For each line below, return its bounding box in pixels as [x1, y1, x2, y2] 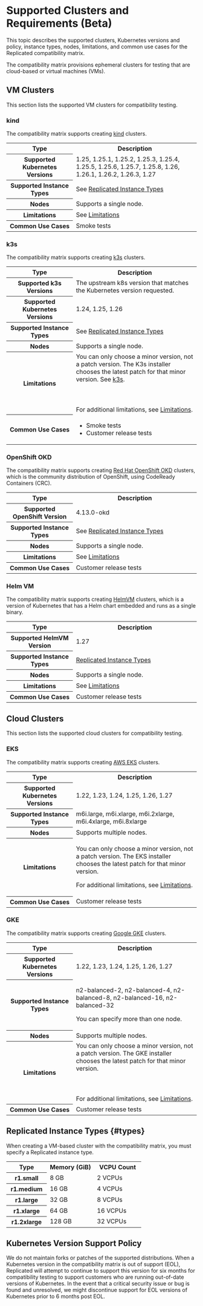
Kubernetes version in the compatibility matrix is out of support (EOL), [6, 1261, 181, 1268]
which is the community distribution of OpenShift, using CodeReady [6, 473, 175, 481]
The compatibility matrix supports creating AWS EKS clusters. [6, 758, 160, 766]
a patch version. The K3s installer [76, 359, 171, 368]
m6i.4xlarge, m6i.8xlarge [76, 817, 147, 825]
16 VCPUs [97, 1206, 127, 1215]
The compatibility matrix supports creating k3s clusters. [6, 254, 146, 261]
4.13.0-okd [76, 508, 110, 517]
